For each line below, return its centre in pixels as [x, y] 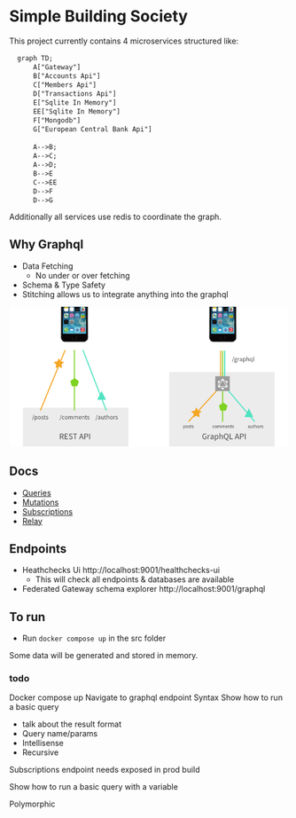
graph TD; [35, 58]
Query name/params [60, 734]
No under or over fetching [82, 275]
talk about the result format [72, 724]
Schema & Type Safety [64, 285]
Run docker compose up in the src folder [94, 638]
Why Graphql [47, 244]
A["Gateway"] [57, 67]
